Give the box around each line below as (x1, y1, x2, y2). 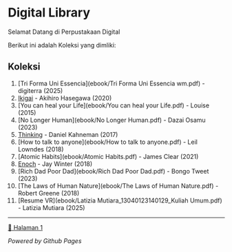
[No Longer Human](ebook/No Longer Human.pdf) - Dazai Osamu (17, 116, 206, 124)
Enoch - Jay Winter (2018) (17, 160, 93, 168)
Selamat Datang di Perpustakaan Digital (8, 28, 120, 36)
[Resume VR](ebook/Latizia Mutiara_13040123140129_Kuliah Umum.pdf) (17, 196, 222, 204)
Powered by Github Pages (8, 236, 82, 245)
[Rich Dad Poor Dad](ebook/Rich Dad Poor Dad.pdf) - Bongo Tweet (17, 167, 209, 175)
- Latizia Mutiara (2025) (17, 203, 85, 211)
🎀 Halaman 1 (8, 223, 43, 231)
